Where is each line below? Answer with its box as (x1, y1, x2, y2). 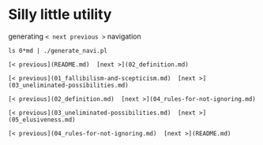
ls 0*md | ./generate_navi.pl (8, 46, 108, 54)
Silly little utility (8, 6, 112, 24)
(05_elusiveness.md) (8, 116, 77, 124)
